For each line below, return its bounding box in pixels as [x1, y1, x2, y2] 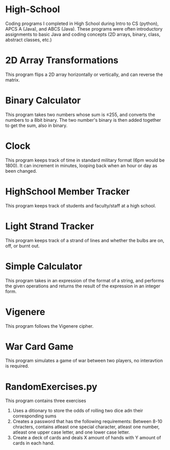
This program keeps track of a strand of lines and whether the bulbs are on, [5, 237, 164, 243]
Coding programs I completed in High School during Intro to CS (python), [5, 20, 159, 27]
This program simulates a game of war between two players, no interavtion [5, 358, 163, 364]
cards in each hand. [12, 440, 55, 446]
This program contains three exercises [5, 398, 86, 404]
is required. [5, 363, 29, 369]
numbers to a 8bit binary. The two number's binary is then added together [5, 117, 161, 123]
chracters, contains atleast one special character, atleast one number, [12, 424, 160, 430]
